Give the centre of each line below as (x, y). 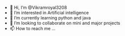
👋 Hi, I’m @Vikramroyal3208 (38, 8)
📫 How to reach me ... (32, 28)
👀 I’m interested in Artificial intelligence (49, 13)
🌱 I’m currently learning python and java (50, 18)
